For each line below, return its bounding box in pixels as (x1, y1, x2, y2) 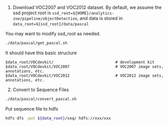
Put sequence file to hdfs (5, 106, 58, 112)
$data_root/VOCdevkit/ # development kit (5, 59, 155, 65)
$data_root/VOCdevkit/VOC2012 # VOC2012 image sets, (5, 73, 164, 78)
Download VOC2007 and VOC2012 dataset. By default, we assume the (12, 5, 162, 10)
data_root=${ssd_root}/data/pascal (12, 22, 89, 27)
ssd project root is (12, 10, 51, 16)
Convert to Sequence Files (12, 87, 69, 93)
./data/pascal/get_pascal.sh (5, 40, 68, 46)
